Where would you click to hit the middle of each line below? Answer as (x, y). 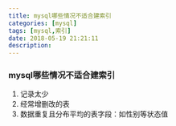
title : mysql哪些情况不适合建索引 (60, 16)
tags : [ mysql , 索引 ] (40, 30)
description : (30, 46)
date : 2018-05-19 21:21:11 (53, 38)
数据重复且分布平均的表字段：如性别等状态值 (94, 114)
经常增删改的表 (45, 104)
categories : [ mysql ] (43, 23)
